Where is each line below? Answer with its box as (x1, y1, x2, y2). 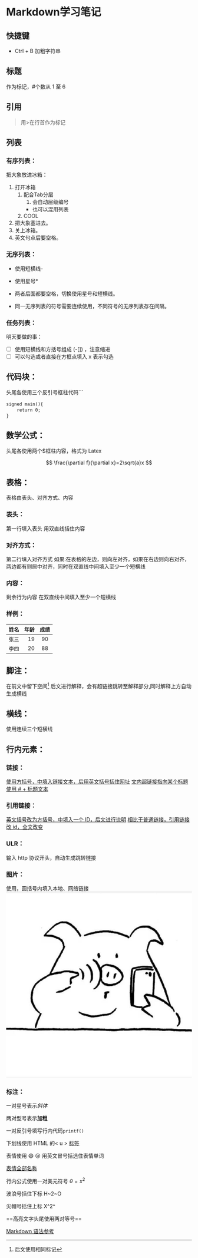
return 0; (16, 407, 41, 413)
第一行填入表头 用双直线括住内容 (6, 525, 85, 532)
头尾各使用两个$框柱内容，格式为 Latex (6, 447, 102, 454)
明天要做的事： (6, 333, 42, 340)
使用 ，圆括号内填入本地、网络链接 (6, 885, 89, 892)
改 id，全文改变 (6, 823, 43, 831)
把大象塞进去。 (14, 219, 51, 227)
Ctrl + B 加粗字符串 (14, 48, 61, 54)
